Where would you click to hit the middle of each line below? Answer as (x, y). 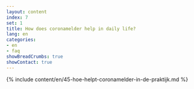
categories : (21, 40)
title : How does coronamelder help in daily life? (71, 29)
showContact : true (29, 62)
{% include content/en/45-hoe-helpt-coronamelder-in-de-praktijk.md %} (97, 79)
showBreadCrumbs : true (35, 57)
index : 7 (17, 17)
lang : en (17, 34)
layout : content (27, 12)
